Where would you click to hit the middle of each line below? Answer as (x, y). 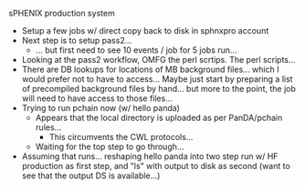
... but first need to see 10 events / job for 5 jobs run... (136, 50)
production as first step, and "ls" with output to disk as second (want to (156, 166)
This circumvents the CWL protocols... (121, 137)
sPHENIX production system (62, 13)
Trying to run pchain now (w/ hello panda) (100, 108)
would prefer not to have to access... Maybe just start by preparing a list (157, 79)
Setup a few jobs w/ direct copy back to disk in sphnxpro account (145, 30)
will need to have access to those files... (97, 98)
